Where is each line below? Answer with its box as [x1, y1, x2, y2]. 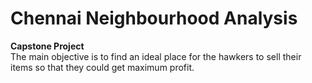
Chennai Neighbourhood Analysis [10, 7, 298, 30]
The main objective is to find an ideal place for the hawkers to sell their [10, 50, 302, 62]
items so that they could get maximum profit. [10, 61, 195, 73]
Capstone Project [10, 40, 85, 52]
